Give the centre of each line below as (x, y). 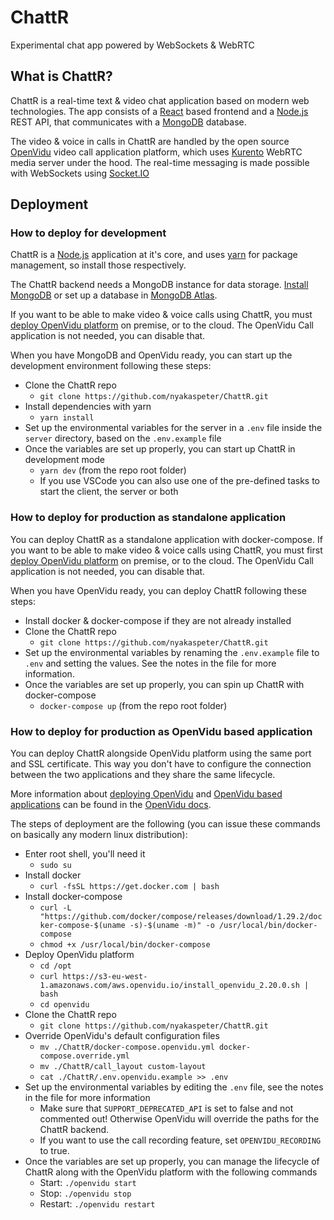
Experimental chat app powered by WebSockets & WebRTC (132, 45)
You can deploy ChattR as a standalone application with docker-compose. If (166, 539)
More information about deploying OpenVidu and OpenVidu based (146, 794)
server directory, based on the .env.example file (123, 438)
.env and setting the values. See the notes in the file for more (150, 663)
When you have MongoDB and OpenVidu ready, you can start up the (151, 355)
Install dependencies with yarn (88, 407)
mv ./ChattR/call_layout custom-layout (123, 1067)
